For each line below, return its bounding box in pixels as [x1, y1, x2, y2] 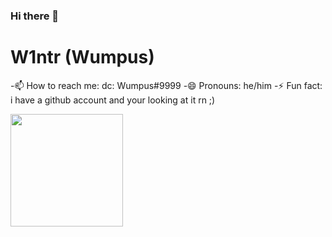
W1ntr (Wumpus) [10, 46, 155, 69]
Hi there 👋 [10, 9, 60, 23]
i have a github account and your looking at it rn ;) [10, 94, 216, 106]
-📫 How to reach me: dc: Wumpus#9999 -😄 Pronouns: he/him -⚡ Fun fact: [10, 79, 323, 91]
